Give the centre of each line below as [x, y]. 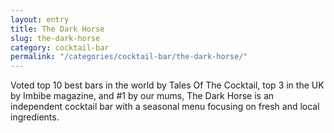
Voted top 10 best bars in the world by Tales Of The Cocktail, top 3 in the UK [167, 85]
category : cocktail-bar [60, 47]
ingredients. [35, 117]
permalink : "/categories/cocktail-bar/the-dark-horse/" [129, 57]
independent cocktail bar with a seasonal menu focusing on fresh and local [165, 107]
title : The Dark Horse [57, 29]
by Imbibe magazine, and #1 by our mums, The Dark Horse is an [142, 96]
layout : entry [40, 19]
